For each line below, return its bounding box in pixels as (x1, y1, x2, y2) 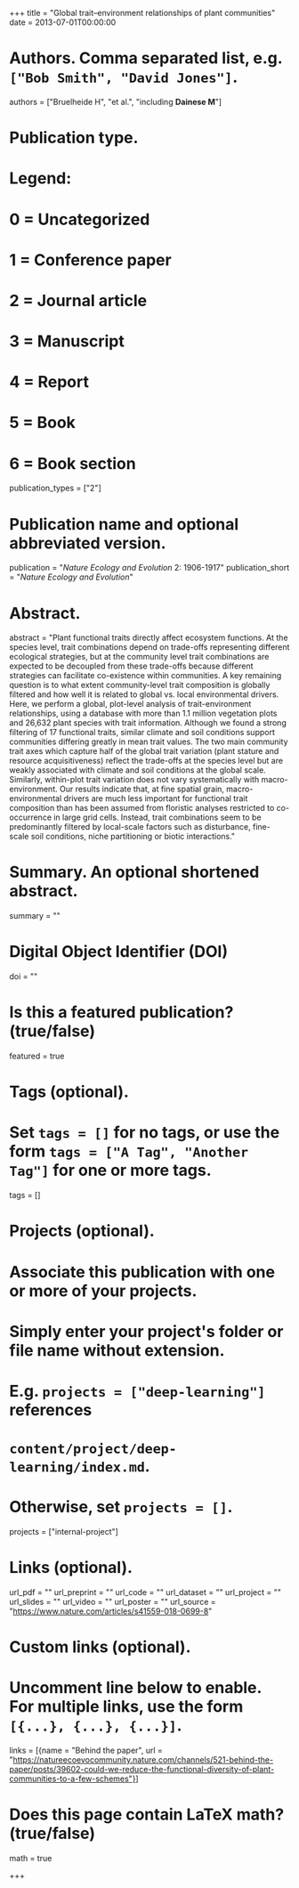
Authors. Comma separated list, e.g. (9, 48, 283, 69)
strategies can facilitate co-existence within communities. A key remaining (9, 670, 282, 681)
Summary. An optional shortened (9, 863, 260, 882)
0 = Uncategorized (9, 209, 150, 230)
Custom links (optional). (9, 1637, 191, 1657)
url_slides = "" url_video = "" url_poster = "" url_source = (9, 1597, 216, 1607)
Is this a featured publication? (9, 1002, 234, 1023)
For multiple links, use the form (9, 1697, 244, 1717)
